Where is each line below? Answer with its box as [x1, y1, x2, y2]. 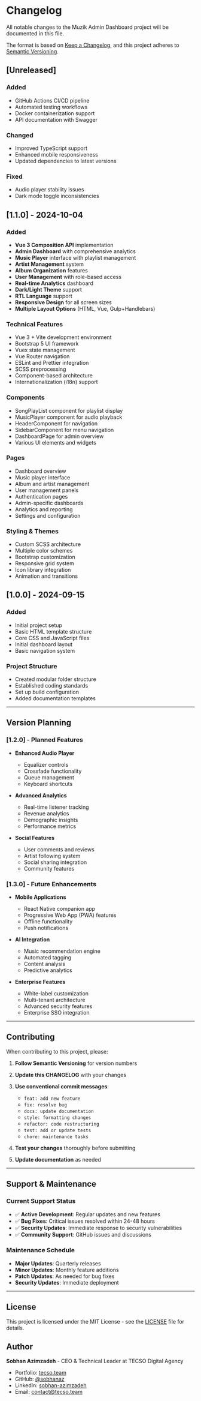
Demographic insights [23, 816, 78, 823]
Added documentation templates [14, 695, 96, 702]
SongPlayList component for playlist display [14, 407, 123, 414]
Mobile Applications [14, 893, 66, 901]
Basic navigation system [14, 647, 75, 654]
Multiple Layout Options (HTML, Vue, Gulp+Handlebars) [14, 305, 156, 312]
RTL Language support [14, 292, 73, 299]
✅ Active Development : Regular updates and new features [14, 1210, 160, 1218]
